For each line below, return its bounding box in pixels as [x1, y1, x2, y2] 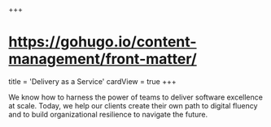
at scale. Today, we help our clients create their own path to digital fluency [8, 100, 258, 110]
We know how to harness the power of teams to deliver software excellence [8, 92, 263, 102]
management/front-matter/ [8, 50, 197, 69]
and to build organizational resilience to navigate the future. [8, 109, 208, 119]
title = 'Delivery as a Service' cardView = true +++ [8, 76, 177, 86]
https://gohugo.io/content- [8, 33, 197, 51]
